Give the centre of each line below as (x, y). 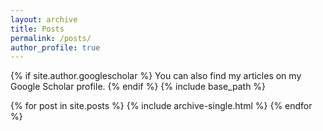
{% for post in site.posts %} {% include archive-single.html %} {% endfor (161, 106)
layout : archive (44, 19)
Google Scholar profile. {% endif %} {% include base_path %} (138, 87)
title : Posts (37, 29)
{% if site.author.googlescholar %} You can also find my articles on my (156, 76)
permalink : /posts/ (51, 38)
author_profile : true (55, 47)
